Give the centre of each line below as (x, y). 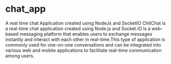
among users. (20, 56)
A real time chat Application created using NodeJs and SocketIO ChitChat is (85, 23)
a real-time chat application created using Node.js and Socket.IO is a (78, 28)
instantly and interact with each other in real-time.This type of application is (85, 39)
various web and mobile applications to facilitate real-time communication (83, 50)
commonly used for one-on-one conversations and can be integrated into (83, 45)
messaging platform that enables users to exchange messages (86, 34)
